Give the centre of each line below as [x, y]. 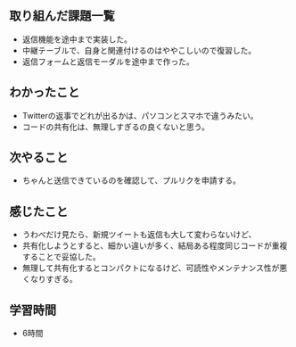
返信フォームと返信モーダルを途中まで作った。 [108, 62]
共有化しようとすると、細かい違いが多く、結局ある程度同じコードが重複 [155, 246]
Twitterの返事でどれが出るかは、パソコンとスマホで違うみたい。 [140, 115]
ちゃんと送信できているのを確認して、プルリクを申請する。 [131, 180]
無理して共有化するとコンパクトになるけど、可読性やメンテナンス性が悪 [155, 268]
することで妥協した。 [61, 257]
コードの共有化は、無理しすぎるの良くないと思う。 [115, 127]
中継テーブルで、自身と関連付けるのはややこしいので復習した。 [139, 50]
